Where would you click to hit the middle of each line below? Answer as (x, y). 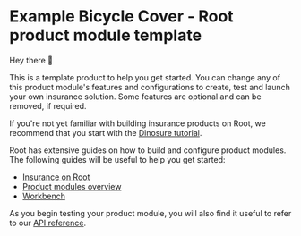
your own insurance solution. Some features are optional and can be (135, 97)
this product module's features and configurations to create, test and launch (150, 87)
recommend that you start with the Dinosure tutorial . (106, 132)
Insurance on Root (56, 177)
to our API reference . (48, 223)
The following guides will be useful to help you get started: (117, 159)
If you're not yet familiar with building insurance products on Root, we (138, 123)
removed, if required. (48, 105)
